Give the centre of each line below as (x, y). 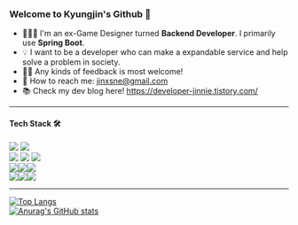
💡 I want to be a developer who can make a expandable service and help (155, 52)
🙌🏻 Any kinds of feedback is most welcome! (102, 72)
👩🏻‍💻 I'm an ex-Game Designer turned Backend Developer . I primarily (149, 34)
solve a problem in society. (71, 62)
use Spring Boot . (53, 43)
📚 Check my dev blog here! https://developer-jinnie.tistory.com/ (140, 91)
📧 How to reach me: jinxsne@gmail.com (95, 81)
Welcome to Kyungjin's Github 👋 (80, 14)
